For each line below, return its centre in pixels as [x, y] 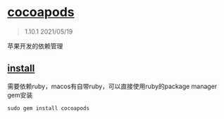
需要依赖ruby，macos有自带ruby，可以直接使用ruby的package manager [112, 86]
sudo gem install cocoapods [49, 108]
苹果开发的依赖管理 [35, 45]
